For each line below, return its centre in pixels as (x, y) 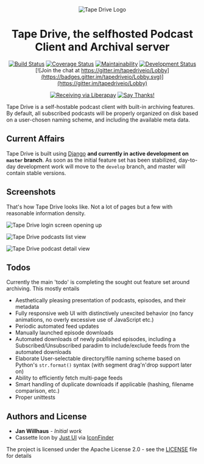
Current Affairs (36, 139)
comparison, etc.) (37, 391)
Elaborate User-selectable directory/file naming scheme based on (98, 359)
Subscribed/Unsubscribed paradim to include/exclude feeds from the (102, 345)
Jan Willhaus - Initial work (48, 431)
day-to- (188, 160)
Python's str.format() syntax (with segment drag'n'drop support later (104, 365)
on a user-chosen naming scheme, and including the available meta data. (98, 119)
